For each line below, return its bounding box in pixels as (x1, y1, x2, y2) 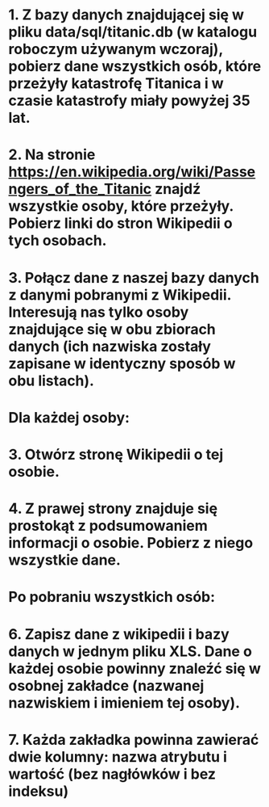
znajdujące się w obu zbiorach (8, 320, 216, 338)
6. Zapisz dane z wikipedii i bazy (8, 624, 230, 643)
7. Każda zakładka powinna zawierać (8, 730, 259, 749)
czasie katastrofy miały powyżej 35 (8, 91, 251, 110)
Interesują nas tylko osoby (8, 303, 189, 321)
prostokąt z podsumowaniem (8, 517, 208, 535)
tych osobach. (8, 232, 107, 250)
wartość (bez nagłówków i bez (8, 765, 216, 783)
